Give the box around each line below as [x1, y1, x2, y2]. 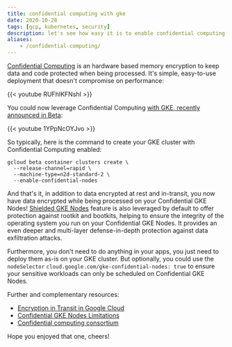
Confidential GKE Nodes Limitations [17, 311, 120, 319]
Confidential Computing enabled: [7, 146, 102, 153]
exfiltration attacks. [7, 234, 63, 242]
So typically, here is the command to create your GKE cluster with [7, 138, 195, 146]
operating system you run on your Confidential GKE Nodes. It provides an [7, 219, 217, 227]
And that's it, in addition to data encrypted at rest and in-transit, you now [7, 190, 215, 197]
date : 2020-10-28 [7, 17, 58, 24]
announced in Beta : [7, 111, 63, 119]
